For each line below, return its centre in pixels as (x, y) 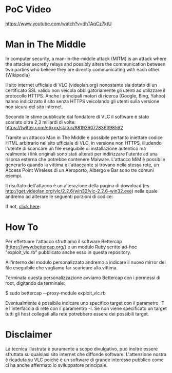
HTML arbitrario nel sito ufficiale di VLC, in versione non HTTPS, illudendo (83, 143)
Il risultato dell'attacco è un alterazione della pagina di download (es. (78, 185)
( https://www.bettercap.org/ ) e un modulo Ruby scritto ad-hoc (71, 247)
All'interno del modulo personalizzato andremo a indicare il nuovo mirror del (85, 262)
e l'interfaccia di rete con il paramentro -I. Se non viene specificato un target (86, 308)
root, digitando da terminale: (35, 283)
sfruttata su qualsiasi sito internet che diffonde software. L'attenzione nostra (86, 354)
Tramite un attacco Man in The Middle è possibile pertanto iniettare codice (84, 138)
